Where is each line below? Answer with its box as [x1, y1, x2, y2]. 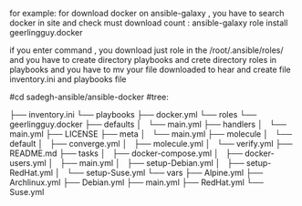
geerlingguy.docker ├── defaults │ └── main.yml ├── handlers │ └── [9, 118, 287, 129]
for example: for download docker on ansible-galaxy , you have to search [9, 8, 285, 18]
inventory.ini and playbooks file [9, 74, 127, 85]
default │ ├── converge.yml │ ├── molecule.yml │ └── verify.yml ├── [9, 139, 293, 149]
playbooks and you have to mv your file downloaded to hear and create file [9, 64, 291, 75]
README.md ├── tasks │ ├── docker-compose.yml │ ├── [9, 148, 244, 159]
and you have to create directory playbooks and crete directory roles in [9, 55, 276, 65]
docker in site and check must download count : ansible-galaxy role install [9, 17, 288, 28]
